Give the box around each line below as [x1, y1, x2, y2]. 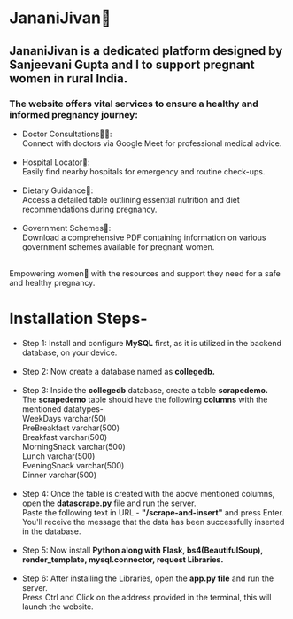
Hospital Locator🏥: [21, 157, 90, 167]
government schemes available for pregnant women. [21, 241, 215, 251]
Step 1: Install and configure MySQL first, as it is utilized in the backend [21, 337, 281, 348]
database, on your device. [21, 347, 118, 358]
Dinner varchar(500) [21, 469, 97, 480]
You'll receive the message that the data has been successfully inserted [21, 516, 285, 527]
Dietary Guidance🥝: [21, 185, 94, 196]
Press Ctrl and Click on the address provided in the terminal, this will [21, 592, 272, 602]
